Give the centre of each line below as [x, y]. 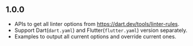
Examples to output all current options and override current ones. [95, 36]
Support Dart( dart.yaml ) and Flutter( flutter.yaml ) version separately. [101, 30]
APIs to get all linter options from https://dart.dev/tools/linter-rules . [97, 24]
